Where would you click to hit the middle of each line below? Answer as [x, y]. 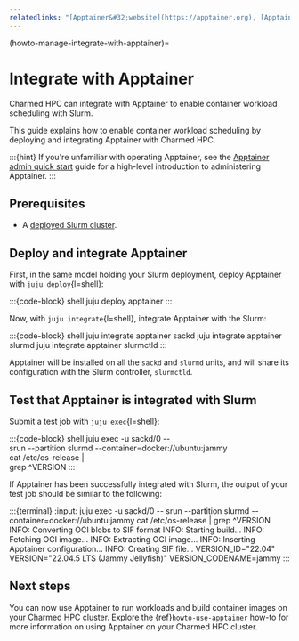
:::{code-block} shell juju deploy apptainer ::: [91, 301]
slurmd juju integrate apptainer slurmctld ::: [88, 345]
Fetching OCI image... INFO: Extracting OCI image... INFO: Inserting [132, 539]
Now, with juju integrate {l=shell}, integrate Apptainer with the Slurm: [138, 319]
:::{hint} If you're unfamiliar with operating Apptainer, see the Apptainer [139, 157]
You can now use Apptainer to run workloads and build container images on [148, 607]
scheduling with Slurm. [51, 113]
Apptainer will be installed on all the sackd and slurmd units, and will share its [149, 362]
